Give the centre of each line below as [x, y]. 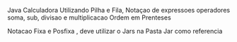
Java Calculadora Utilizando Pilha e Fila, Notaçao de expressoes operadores [119, 10]
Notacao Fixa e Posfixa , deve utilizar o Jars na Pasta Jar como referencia [115, 31]
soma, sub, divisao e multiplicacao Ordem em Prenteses [89, 17]
